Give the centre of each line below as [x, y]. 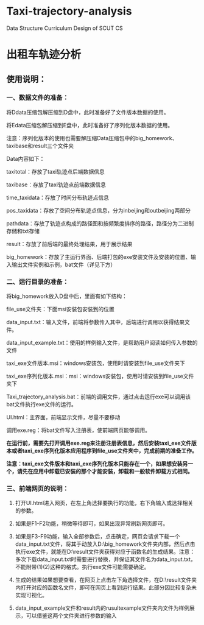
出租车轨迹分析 [44, 55]
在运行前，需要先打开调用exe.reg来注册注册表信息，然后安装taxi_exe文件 [99, 443]
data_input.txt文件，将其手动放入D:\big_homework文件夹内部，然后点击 [105, 544]
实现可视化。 [31, 595]
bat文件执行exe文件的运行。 [42, 404]
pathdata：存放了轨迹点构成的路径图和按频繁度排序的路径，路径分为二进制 [100, 223]
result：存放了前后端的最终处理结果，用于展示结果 [69, 244]
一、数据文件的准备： [37, 97]
